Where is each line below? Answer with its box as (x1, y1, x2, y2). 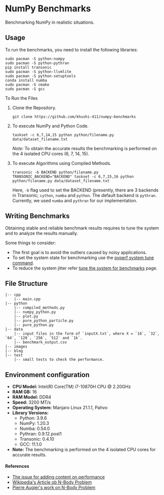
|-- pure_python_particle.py (14, 318, 74, 323)
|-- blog (5, 348, 23, 353)
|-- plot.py (14, 314, 38, 319)
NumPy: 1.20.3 (19, 420, 49, 426)
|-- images (5, 344, 28, 349)
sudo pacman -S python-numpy (5, 56, 65, 61)
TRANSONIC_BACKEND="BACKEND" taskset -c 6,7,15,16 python (12, 174, 134, 179)
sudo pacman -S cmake (5, 82, 50, 87)
